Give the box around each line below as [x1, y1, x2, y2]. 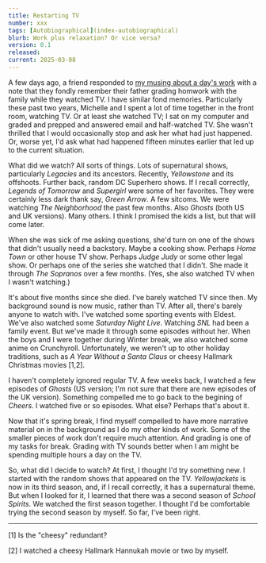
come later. [8, 219, 45, 229]
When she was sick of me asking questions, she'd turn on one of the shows [8, 235, 255, 245]
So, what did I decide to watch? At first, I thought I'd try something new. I [8, 465, 245, 475]
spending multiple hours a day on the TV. [8, 449, 142, 459]
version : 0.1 [8, 41, 51, 49]
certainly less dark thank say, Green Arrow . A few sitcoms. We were [8, 194, 230, 203]
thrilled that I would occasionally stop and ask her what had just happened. [8, 128, 253, 137]
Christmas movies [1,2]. [8, 360, 85, 369]
